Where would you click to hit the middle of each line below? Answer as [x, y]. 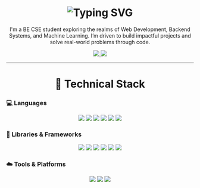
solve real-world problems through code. [100, 42]
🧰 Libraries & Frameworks [44, 134]
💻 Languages [26, 103]
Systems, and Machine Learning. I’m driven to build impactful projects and [100, 35]
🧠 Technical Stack [100, 84]
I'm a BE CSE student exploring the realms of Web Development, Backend [100, 29]
